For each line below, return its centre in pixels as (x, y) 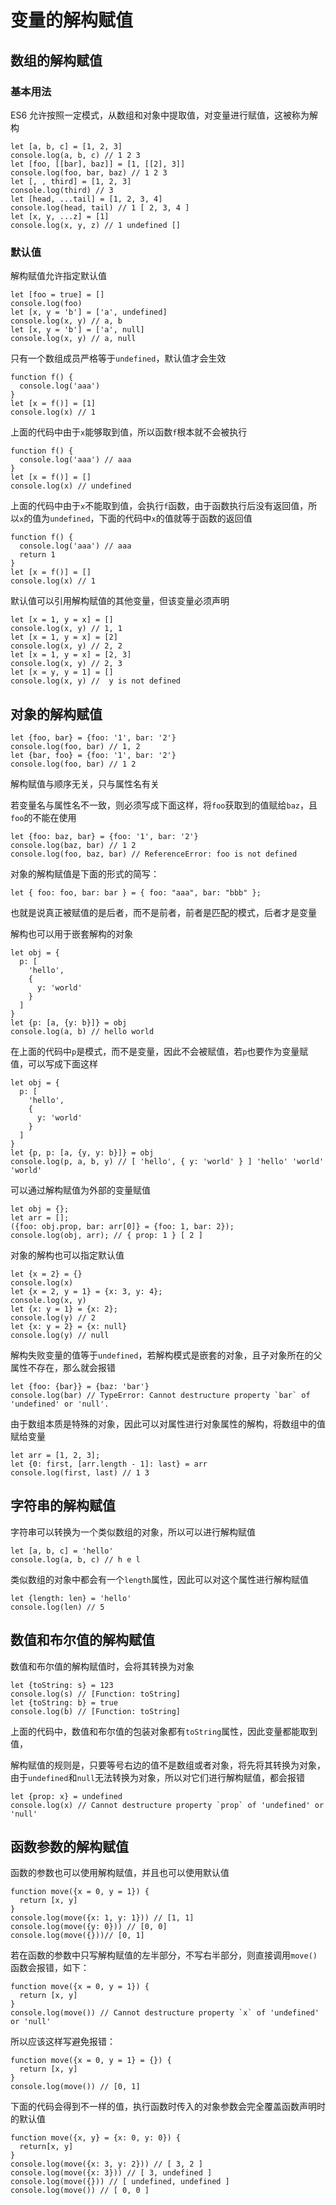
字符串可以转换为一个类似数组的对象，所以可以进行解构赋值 (133, 1532)
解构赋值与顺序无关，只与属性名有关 (85, 783)
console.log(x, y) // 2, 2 (66, 646)
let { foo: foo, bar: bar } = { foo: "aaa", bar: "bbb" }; (136, 892)
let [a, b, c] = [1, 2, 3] (66, 146)
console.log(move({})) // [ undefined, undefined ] (120, 2182)
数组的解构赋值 (56, 60)
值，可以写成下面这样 (54, 1063)
